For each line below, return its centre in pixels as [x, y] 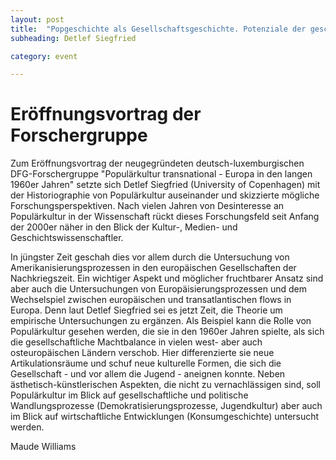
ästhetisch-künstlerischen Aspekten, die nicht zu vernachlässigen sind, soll [165, 385]
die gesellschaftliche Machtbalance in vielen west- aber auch [136, 342]
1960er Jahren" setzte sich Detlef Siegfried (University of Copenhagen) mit [165, 185]
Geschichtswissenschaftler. [67, 238]
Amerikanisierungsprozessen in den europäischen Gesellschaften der [153, 268]
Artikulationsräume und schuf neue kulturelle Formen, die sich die [146, 363]
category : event [44, 56]
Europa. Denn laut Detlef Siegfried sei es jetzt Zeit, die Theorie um [146, 310]
